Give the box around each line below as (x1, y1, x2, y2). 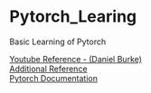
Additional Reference (9, 63, 88, 74)
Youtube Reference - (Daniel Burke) (9, 53, 143, 64)
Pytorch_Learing (9, 6, 137, 27)
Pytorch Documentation (9, 72, 98, 83)
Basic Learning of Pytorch (9, 36, 107, 47)
